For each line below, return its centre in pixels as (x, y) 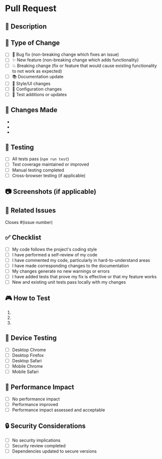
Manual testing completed (38, 170)
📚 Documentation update (38, 76)
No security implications (36, 440)
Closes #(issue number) (29, 222)
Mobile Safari (25, 372)
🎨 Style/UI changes (31, 84)
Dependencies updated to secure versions (54, 451)
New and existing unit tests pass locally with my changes (69, 282)
